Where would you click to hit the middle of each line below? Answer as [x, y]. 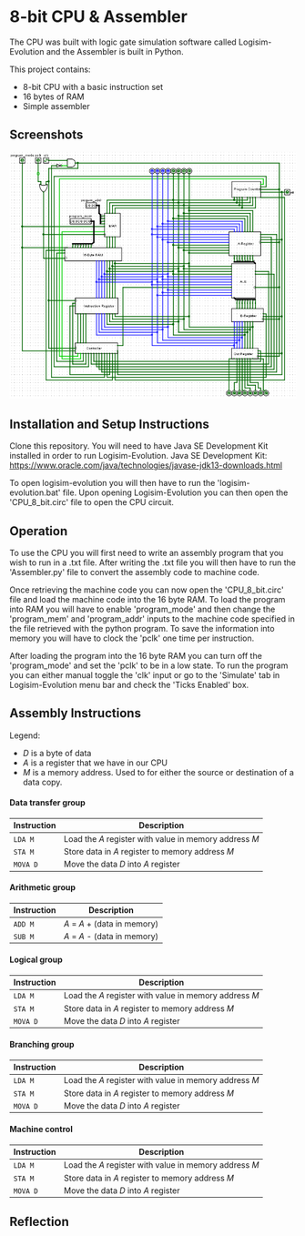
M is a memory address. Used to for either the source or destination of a [158, 772]
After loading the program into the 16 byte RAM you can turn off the [136, 655]
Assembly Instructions [75, 713]
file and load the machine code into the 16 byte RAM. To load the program [147, 599]
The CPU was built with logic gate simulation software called [123, 42]
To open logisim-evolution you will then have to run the [112, 483]
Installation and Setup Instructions [109, 424]
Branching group [42, 1044]
